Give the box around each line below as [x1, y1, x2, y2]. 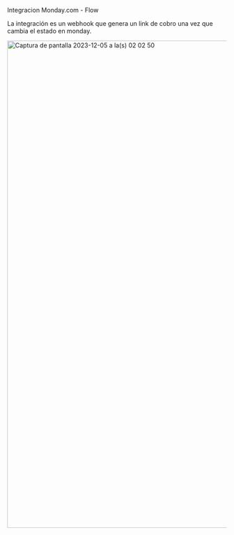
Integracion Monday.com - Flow [7, 6, 99, 14]
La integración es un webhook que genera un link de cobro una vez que [7, 20, 214, 27]
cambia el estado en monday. [7, 27, 92, 35]
